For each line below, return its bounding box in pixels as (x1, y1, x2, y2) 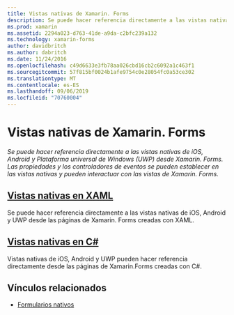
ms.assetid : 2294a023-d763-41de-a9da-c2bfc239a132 (7, 29, 157, 37)
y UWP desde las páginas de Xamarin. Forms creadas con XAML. (7, 215, 195, 224)
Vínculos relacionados (7, 282, 107, 293)
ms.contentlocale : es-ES (7, 82, 79, 89)
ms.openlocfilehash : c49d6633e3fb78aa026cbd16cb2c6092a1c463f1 (7, 62, 195, 69)
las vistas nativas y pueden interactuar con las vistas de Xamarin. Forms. (7, 169, 219, 178)
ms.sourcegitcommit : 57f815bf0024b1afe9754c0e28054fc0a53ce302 (7, 68, 195, 75)
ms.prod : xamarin (7, 23, 58, 30)
